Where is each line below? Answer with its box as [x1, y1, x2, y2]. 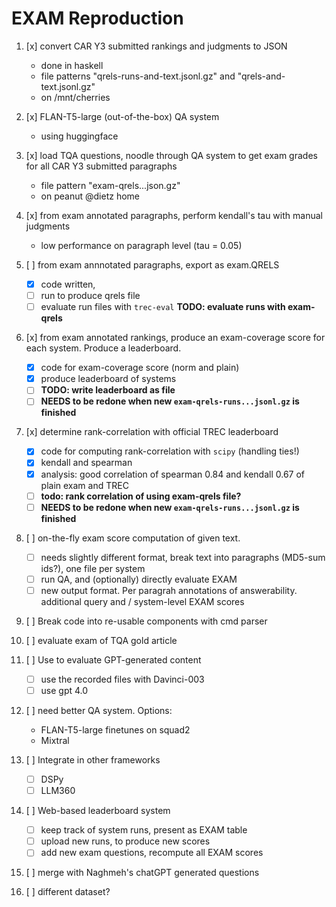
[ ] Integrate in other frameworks [25, 754, 161, 766]
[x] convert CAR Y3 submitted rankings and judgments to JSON [25, 40, 288, 52]
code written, [40, 278, 96, 290]
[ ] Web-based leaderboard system [25, 805, 171, 817]
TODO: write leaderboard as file [40, 384, 176, 396]
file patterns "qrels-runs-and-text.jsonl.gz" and [40, 70, 236, 82]
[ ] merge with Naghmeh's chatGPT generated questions [25, 867, 260, 879]
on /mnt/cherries [40, 91, 111, 103]
